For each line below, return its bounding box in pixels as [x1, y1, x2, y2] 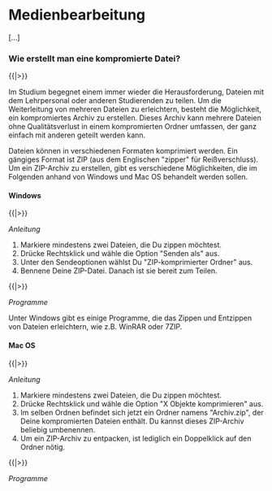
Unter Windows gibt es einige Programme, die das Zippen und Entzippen [8, 313, 253, 323]
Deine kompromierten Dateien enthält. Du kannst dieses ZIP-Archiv [19, 416, 244, 426]
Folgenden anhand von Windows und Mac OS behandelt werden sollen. [8, 172, 248, 182]
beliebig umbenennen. [19, 424, 96, 434]
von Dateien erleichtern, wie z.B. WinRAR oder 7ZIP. [8, 322, 183, 332]
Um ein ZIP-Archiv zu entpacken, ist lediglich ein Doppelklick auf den [19, 433, 252, 443]
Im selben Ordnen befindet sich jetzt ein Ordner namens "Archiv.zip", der [19, 407, 264, 417]
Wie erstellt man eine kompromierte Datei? [8, 53, 181, 64]
